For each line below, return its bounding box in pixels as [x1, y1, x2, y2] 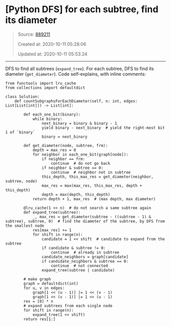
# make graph [23, 276, 51, 282]
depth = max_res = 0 [32, 147, 76, 153]
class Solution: [5, 94, 40, 99]
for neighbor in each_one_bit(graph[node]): [32, 152, 129, 157]
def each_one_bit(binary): [23, 112, 81, 117]
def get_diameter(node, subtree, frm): [23, 143, 108, 148]
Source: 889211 [17, 31, 50, 37]
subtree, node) [5, 179, 38, 184]
